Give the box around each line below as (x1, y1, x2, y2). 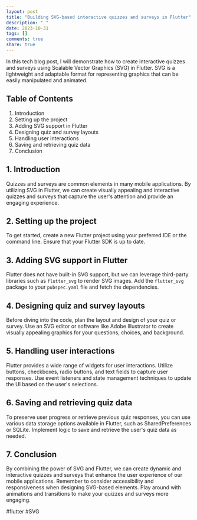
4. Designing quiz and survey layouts (6, 301, 146, 311)
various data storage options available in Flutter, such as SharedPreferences (6, 419, 192, 427)
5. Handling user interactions (6, 346, 115, 356)
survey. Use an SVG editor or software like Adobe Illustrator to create (6, 322, 174, 330)
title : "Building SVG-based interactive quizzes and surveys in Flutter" (6, 14, 192, 20)
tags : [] (6, 31, 28, 37)
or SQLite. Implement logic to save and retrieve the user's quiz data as (6, 426, 177, 433)
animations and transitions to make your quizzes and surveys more (6, 490, 169, 498)
